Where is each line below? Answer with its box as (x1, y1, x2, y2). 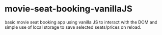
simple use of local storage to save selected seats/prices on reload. (4, 24, 141, 30)
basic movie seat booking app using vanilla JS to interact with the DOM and (4, 19, 158, 25)
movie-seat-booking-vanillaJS (4, 3, 133, 14)
